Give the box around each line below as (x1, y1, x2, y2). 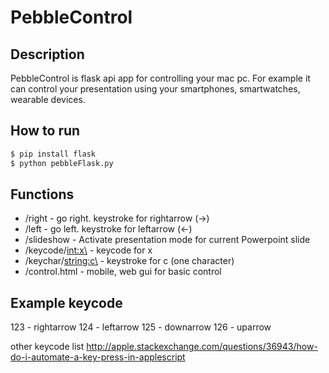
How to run (10, 122, 81, 140)
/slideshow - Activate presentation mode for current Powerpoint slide (24, 234, 311, 246)
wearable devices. (10, 94, 86, 105)
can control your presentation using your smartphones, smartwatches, (10, 83, 301, 95)
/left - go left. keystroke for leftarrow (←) (24, 223, 193, 235)
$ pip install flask (10, 149, 97, 159)
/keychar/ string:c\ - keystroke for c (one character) (24, 255, 235, 267)
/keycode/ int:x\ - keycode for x (24, 244, 153, 256)
